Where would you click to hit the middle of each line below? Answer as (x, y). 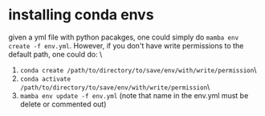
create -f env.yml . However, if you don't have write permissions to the (126, 45)
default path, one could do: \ (55, 54)
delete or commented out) (63, 104)
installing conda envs (81, 15)
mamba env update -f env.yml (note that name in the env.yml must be (134, 95)
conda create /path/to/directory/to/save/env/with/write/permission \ (138, 69)
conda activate (45, 79)
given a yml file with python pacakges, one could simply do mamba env (124, 37)
